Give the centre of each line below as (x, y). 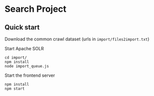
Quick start (22, 27)
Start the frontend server (30, 75)
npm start (15, 89)
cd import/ (16, 58)
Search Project (36, 9)
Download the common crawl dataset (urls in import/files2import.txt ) (77, 39)
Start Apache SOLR (24, 48)
